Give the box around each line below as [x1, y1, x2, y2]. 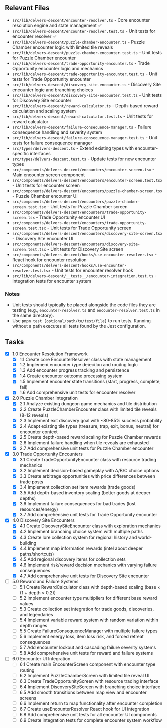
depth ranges [19, 623, 48, 629]
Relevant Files [5, 4, 50, 12]
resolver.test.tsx [12, 268, 51, 273]
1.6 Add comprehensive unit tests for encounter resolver [19, 389, 136, 396]
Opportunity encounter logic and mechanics [12, 65, 103, 71]
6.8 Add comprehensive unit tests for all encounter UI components [19, 711, 157, 717]
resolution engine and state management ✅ [12, 22, 102, 28]
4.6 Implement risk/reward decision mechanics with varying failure [19, 562, 157, 568]
